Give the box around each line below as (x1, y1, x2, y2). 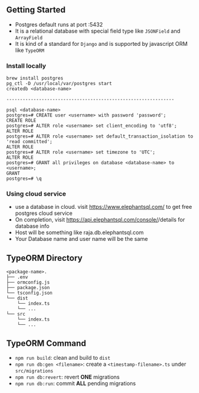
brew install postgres (6, 75, 64, 81)
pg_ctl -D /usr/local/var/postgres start (6, 81, 113, 87)
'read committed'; (6, 139, 53, 145)
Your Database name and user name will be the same (15, 235, 148, 243)
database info (15, 223, 50, 230)
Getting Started (6, 5, 66, 15)
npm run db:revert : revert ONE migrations (15, 374, 120, 381)
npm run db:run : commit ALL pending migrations (15, 380, 136, 387)
